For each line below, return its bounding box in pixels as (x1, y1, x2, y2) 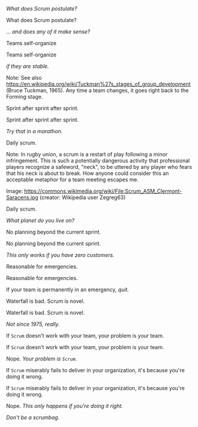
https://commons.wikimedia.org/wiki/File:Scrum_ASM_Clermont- (24, 187, 182, 194)
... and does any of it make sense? (6, 28, 91, 35)
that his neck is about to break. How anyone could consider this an (6, 169, 169, 177)
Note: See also (6, 74, 42, 81)
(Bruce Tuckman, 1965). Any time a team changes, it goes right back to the (6, 87, 189, 94)
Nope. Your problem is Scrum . (6, 355, 77, 362)
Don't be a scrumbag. (6, 414, 60, 421)
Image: (6, 187, 23, 194)
